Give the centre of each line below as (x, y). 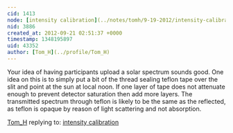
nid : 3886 (21, 26)
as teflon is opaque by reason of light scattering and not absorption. (104, 109)
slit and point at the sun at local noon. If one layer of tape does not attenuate (116, 87)
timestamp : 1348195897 (40, 39)
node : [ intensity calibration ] (52, 20)
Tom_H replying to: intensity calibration (63, 122)
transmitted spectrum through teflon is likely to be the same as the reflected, (116, 101)
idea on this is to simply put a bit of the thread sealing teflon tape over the (113, 79)
